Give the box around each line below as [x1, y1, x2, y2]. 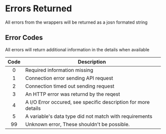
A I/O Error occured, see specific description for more [25, 99, 150, 105]
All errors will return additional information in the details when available [5, 46, 150, 52]
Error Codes [5, 33, 43, 42]
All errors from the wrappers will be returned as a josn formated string [5, 19, 148, 25]
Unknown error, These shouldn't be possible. [25, 121, 130, 128]
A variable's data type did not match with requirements [25, 113, 153, 120]
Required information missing [25, 67, 93, 73]
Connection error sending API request [25, 74, 114, 81]
